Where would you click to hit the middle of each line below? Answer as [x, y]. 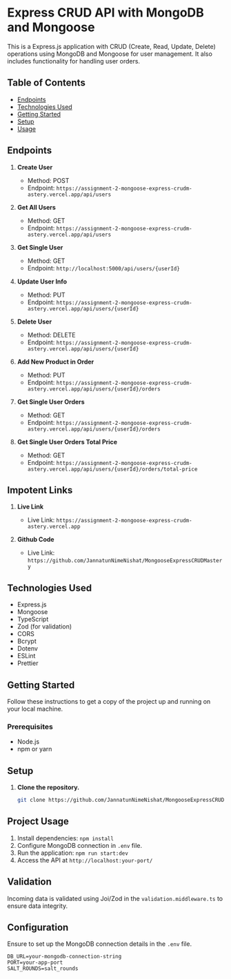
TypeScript [33, 620]
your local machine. [35, 709]
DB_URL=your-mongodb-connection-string [64, 957]
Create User [35, 167]
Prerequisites [30, 726]
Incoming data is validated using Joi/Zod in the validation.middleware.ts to [115, 898]
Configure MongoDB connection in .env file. [80, 845]
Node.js [28, 742]
